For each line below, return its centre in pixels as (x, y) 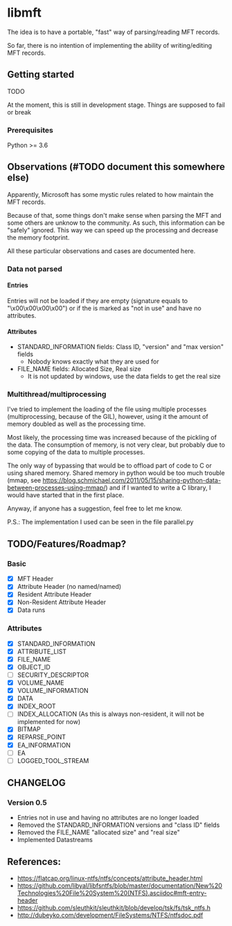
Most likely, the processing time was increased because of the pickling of (112, 438)
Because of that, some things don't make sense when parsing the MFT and (114, 215)
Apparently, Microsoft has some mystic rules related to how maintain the (110, 194)
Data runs (31, 610)
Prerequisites (30, 130)
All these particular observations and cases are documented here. (101, 250)
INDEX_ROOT (37, 706)
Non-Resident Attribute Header (62, 602)
